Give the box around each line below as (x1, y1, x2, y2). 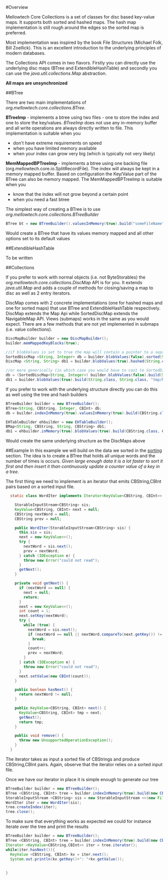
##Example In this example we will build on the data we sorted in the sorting (5, 447, 163, 453)
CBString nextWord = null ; (14, 511, 71, 516)
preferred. (5, 30, 27, 35)
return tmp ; (18, 719, 44, 725)
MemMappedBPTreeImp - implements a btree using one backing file (5, 160, 148, 166)
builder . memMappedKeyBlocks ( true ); (5, 341, 80, 346)
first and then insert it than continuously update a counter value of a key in (5, 463, 160, 469)
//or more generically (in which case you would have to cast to (5, 368, 144, 373)
